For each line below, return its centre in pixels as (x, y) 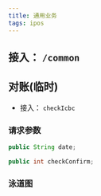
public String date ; (43, 147)
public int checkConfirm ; (51, 161)
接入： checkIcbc (47, 108)
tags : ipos (26, 23)
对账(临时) (33, 87)
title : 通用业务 (33, 16)
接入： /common (44, 57)
